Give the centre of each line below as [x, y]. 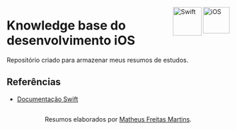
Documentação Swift [47, 99]
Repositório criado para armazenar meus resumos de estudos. [98, 60]
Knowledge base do [67, 26]
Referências [34, 82]
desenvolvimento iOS [71, 40]
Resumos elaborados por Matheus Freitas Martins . [118, 119]
